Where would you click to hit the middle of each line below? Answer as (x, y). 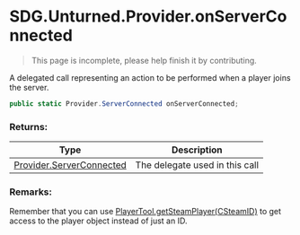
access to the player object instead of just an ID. (98, 221)
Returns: (29, 126)
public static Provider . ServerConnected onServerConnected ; (124, 104)
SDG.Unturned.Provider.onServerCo (148, 17)
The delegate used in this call (197, 165)
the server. (29, 87)
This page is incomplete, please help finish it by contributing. (144, 60)
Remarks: (31, 192)
